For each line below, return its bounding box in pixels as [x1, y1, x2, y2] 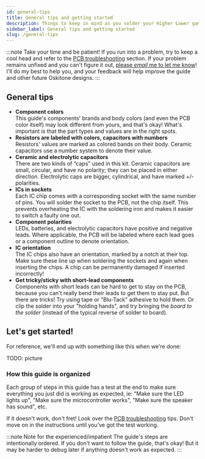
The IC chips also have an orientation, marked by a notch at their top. [15, 251, 189, 258]
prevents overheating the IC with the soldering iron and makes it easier [15, 205, 193, 212]
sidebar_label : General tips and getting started [6, 26, 135, 32]
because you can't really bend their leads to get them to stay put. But [15, 289, 189, 296]
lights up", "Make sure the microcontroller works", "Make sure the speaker [6, 397, 193, 404]
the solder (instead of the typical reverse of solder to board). [15, 308, 168, 316]
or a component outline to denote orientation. [15, 237, 129, 244]
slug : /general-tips [6, 32, 59, 38]
